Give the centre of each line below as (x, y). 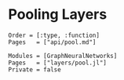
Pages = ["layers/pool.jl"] (58, 63)
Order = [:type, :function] (54, 35)
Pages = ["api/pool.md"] (52, 42)
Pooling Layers (58, 15)
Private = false (35, 69)
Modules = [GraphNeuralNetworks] (63, 56)
